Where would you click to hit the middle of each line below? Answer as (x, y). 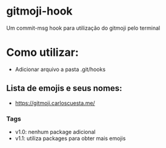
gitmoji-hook (39, 11)
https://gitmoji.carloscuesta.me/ (55, 103)
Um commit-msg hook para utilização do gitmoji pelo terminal (83, 28)
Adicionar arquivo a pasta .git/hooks (60, 69)
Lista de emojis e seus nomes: (64, 88)
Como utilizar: (42, 52)
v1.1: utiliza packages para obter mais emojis (70, 138)
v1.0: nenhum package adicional (55, 132)
